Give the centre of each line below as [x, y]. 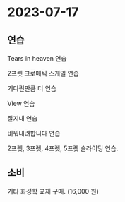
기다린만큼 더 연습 [32, 88]
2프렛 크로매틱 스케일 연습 [43, 73]
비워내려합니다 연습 [34, 133]
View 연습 [21, 103]
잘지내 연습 [23, 118]
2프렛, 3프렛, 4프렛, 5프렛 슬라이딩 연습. [63, 148]
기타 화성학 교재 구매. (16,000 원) [53, 191]
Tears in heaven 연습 [37, 58]
